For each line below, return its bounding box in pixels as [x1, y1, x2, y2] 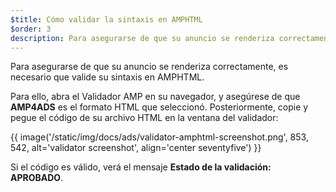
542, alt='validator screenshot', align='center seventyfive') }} [10, 142, 262, 154]
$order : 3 [10, 24, 52, 34]
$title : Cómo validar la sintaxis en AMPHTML [10, 14, 203, 25]
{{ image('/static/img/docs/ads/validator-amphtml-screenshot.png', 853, [10, 131, 309, 143]
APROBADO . [10, 172, 64, 184]
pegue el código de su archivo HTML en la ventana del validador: [10, 112, 279, 124]
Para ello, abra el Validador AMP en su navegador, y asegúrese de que [10, 91, 301, 103]
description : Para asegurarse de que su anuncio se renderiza [10, 33, 275, 43]
